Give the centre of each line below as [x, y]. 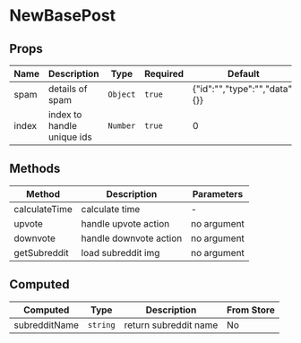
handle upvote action [125, 223]
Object [122, 94]
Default [243, 74]
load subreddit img [120, 253]
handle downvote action [132, 238]
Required [164, 74]
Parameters [218, 193]
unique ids [70, 137]
